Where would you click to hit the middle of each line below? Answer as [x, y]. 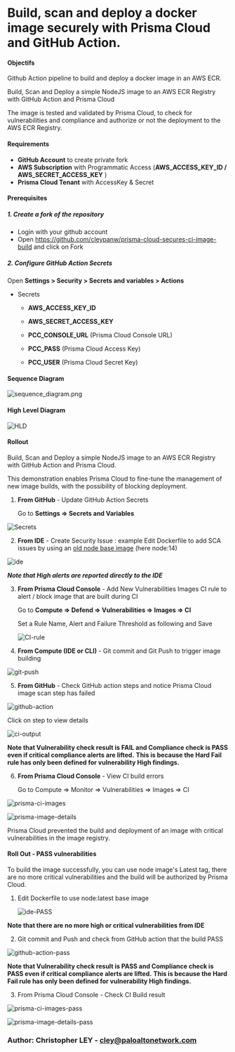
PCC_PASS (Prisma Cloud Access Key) [84, 349]
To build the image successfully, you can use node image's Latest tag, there [117, 869]
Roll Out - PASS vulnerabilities [52, 854]
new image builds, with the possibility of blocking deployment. [98, 486]
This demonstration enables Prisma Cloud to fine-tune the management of [115, 479]
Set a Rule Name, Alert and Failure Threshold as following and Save [115, 623]
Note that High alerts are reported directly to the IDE [85, 575]
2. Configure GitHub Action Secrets [60, 263]
